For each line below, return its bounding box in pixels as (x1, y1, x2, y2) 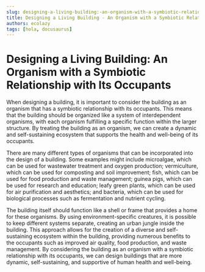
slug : (6, 9, 20, 15)
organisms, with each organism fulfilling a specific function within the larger (6, 118, 197, 125)
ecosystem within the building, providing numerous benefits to (33, 233, 191, 240)
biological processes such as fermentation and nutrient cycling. (6, 195, 166, 202)
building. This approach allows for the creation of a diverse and (6, 226, 166, 233)
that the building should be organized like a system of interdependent (6, 111, 181, 119)
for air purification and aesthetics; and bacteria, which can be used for (6, 188, 184, 196)
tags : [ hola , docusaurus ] (6, 26, 72, 32)
